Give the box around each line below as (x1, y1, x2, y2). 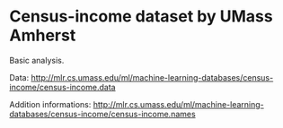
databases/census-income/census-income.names (9, 108, 196, 119)
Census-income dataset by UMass (9, 6, 273, 27)
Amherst (9, 25, 76, 46)
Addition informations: (9, 98, 92, 109)
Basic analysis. (9, 55, 65, 65)
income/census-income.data (9, 81, 116, 92)
